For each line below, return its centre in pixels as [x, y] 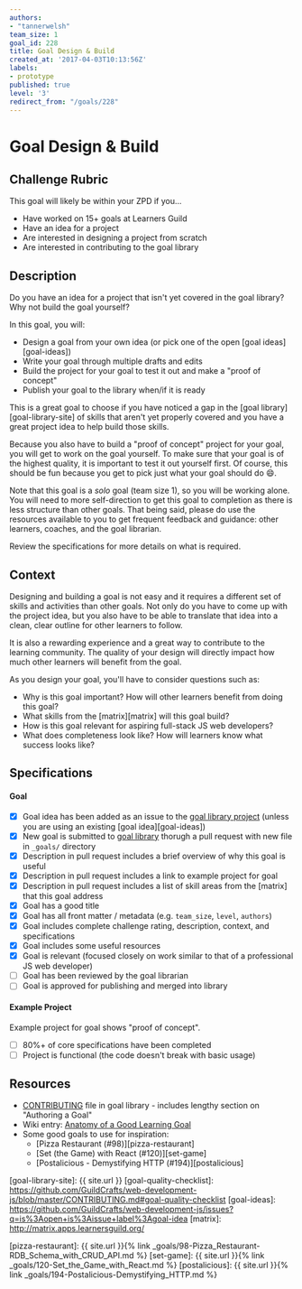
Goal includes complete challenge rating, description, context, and [146, 926]
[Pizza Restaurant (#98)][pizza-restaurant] [115, 1144]
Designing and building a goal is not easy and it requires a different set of [145, 596]
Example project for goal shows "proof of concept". [105, 1027]
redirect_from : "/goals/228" [64, 102]
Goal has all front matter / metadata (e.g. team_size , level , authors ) [147, 915]
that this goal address [63, 895]
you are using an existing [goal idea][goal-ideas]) [114, 826]
